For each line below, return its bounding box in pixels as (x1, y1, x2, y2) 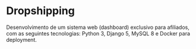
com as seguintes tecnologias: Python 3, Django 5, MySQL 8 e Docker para (6, 30, 191, 37)
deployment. (6, 36, 37, 43)
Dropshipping (6, 4, 75, 18)
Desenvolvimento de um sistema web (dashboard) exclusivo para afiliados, (6, 24, 190, 31)
